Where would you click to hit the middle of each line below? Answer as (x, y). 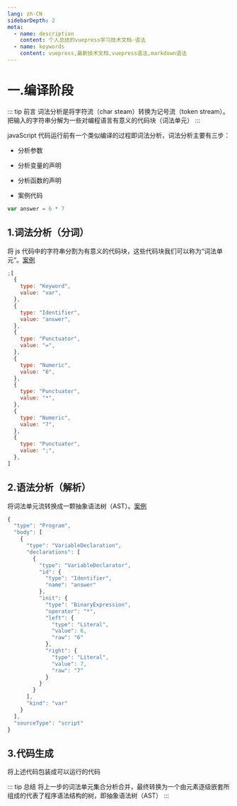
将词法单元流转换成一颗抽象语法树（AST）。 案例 (77, 506)
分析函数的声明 (39, 180)
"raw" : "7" (68, 670)
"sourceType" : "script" (48, 723)
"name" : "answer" (71, 585)
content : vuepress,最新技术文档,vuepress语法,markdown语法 (104, 54)
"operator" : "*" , (71, 611)
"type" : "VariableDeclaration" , (74, 546)
